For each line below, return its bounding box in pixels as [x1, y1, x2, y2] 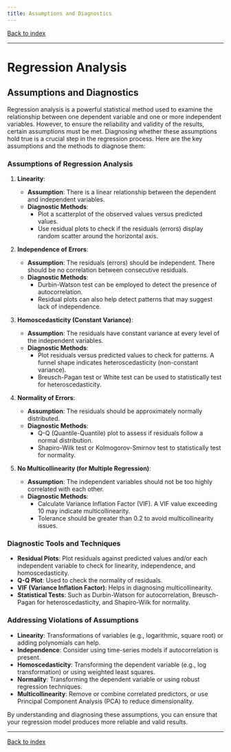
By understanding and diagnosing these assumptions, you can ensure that [7, 710, 218, 718]
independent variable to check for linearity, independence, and [16, 562, 196, 570]
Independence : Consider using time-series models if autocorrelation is [16, 645, 219, 654]
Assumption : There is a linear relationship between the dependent [27, 187, 217, 196]
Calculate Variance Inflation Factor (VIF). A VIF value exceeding [37, 499, 218, 508]
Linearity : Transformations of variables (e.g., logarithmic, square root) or [16, 631, 223, 639]
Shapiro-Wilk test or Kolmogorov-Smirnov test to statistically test [37, 443, 221, 452]
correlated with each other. [27, 485, 104, 493]
